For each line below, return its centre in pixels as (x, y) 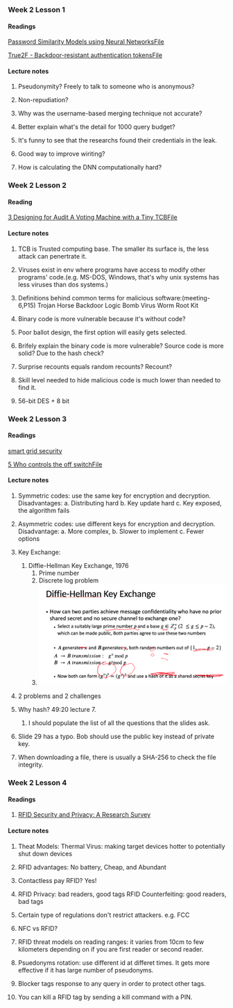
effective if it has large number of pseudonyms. (86, 970)
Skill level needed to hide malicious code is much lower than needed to (119, 380)
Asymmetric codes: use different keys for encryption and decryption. (116, 523)
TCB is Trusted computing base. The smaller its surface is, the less (113, 249)
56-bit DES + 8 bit (44, 400)
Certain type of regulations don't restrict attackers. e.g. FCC (104, 915)
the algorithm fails (44, 510)
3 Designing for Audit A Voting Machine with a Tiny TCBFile (93, 218)
